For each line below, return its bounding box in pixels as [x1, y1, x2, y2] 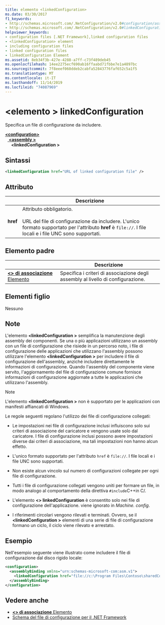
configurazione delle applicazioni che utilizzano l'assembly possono [5, 348, 143, 354]
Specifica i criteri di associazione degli [60, 269, 149, 276]
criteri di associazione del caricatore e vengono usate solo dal [12, 428, 138, 434]
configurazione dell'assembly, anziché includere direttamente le [5, 359, 135, 365]
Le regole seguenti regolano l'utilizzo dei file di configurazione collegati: [5, 413, 151, 419]
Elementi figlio [5, 292, 50, 301]
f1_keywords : [5, 16, 32, 21]
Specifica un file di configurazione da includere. [5, 122, 102, 128]
